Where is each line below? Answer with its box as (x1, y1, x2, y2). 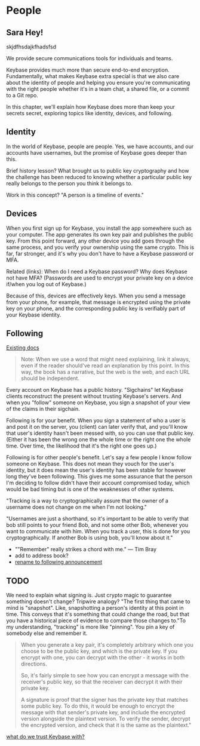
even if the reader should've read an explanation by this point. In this (20, 362, 190, 369)
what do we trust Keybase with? (6, 733, 85, 741)
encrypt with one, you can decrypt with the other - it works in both (20, 654, 185, 661)
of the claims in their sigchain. (6, 406, 81, 413)
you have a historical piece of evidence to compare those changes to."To (6, 617, 186, 624)
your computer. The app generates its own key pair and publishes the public (6, 231, 193, 238)
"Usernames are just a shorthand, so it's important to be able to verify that (6, 515, 189, 523)
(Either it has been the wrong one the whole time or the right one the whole (6, 436, 191, 443)
